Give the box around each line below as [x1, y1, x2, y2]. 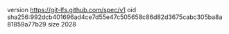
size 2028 [47, 20, 76, 28]
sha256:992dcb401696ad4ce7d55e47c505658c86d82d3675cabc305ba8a [7, 13, 223, 21]
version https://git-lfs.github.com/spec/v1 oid [7, 6, 137, 14]
